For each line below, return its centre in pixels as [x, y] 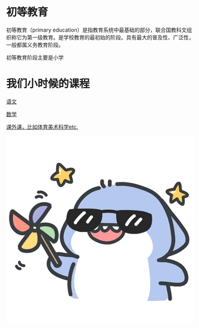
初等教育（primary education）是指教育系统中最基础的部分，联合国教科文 [97, 30]
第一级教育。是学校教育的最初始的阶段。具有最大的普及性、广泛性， [110, 37]
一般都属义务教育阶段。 [35, 45]
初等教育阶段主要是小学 [35, 57]
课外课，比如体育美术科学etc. [42, 126]
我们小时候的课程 [48, 84]
